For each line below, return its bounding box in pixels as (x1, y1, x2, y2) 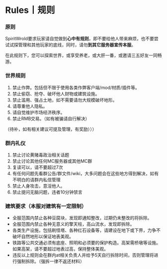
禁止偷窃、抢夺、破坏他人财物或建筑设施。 (12, 90, 100, 97)
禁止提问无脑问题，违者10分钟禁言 (12, 189, 83, 195)
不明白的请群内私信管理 (12, 177, 61, 183)
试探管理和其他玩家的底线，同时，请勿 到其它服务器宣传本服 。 (9, 42, 136, 48)
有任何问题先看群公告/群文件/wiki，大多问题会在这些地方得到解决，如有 (12, 171, 159, 177)
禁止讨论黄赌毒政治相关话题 (12, 152, 70, 158)
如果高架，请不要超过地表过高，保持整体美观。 (12, 246, 108, 252)
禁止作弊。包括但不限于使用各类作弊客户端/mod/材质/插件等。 (12, 84, 140, 90)
